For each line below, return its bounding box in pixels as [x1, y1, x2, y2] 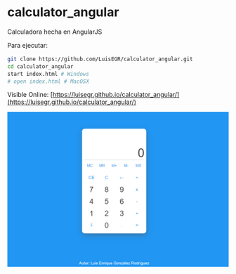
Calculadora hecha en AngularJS [7, 27, 103, 36]
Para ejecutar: [7, 41, 48, 49]
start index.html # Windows [7, 70, 90, 77]
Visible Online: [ [7, 91, 53, 99]
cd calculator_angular [7, 63, 74, 70]
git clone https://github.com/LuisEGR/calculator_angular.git [7, 56, 193, 63]
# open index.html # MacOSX [7, 78, 90, 85]
